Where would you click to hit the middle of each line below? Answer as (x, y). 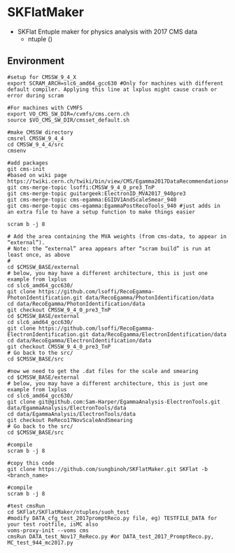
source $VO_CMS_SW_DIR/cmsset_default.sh (69, 120)
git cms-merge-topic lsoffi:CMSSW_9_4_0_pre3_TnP (81, 187)
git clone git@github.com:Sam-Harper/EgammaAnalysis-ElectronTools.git (114, 402)
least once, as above (39, 255)
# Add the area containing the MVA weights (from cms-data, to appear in (117, 236)
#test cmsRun (26, 506)
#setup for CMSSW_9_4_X (42, 77)
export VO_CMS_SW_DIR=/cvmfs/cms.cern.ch (69, 114)
